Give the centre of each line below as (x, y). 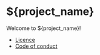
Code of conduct (36, 46)
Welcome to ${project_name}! (44, 28)
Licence (25, 39)
